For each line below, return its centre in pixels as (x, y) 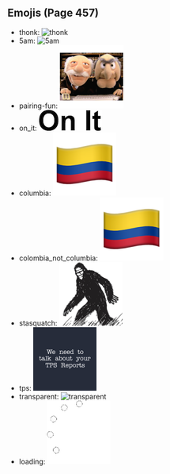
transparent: (39, 396)
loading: (32, 461)
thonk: (29, 32)
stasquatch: (38, 323)
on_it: (28, 128)
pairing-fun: (38, 106)
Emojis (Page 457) (53, 13)
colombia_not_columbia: (58, 258)
